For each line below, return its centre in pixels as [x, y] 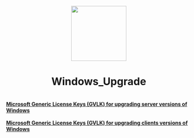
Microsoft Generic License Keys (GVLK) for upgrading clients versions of [97, 123]
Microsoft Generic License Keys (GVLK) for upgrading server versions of [97, 104]
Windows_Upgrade [99, 82]
